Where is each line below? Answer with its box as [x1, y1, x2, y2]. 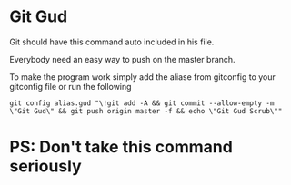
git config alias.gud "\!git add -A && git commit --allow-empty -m [9, 98, 275, 108]
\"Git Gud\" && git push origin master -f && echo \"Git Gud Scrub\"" [9, 106, 283, 115]
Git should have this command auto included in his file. [9, 36, 215, 47]
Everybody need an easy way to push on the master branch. [9, 54, 236, 64]
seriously [9, 156, 82, 177]
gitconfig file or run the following [9, 81, 132, 92]
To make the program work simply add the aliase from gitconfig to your [9, 71, 276, 83]
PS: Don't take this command [9, 137, 234, 158]
